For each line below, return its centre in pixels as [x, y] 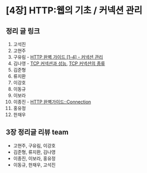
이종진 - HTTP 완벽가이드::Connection [52, 102]
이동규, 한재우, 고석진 [34, 165]
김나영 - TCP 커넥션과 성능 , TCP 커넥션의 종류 [59, 63]
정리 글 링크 [23, 31]
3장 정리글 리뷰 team [37, 132]
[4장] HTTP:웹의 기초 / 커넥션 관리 [74, 10]
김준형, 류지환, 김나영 [34, 152]
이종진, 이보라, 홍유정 [34, 158]
